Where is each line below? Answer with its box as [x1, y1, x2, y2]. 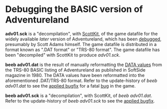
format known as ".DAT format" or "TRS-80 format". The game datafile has [5, 46, 160, 52]
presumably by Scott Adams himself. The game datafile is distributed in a [5, 41, 157, 47]
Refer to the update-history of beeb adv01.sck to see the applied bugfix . [5, 97, 155, 103]
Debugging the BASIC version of [5, 3, 143, 15]
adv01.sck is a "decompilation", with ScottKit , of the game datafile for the [5, 30, 158, 36]
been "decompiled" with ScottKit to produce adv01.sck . [5, 51, 121, 58]
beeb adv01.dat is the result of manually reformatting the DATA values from [5, 61, 162, 67]
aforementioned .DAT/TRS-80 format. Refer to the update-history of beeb [5, 77, 157, 83]
